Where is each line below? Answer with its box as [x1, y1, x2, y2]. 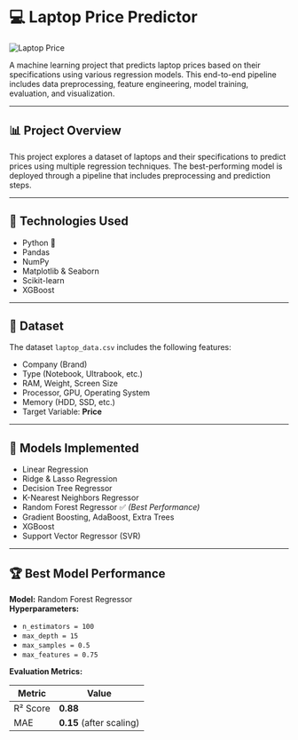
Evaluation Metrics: [9, 666, 82, 676]
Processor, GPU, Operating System [21, 387, 151, 398]
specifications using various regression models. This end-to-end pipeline [9, 68, 277, 80]
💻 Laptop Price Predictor [9, 7, 198, 28]
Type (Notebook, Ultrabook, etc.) [21, 369, 144, 379]
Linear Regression [21, 464, 89, 475]
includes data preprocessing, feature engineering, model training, [9, 78, 249, 89]
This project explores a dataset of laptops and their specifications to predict [9, 151, 286, 162]
